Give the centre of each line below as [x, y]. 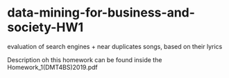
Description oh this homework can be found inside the [85, 59]
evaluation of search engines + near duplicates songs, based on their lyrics [115, 46]
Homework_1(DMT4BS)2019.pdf [53, 67]
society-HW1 [45, 27]
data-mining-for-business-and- [101, 13]
